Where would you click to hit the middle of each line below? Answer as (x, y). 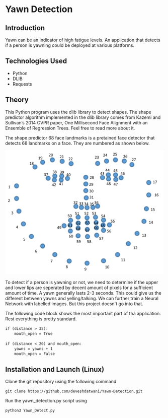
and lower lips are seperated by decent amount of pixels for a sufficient (79, 288)
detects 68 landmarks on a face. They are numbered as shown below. (77, 143)
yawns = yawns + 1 (33, 349)
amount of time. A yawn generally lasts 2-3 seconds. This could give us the (83, 293)
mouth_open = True (33, 334)
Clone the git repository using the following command (61, 382)
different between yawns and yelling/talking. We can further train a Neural (82, 299)
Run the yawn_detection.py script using (46, 401)
